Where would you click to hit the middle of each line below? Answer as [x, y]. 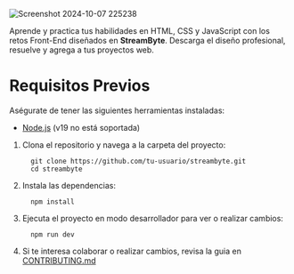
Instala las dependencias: [69, 185]
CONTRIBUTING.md [59, 260]
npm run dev [53, 234]
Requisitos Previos [80, 86]
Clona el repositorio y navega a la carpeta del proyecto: [124, 145]
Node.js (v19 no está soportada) [81, 127]
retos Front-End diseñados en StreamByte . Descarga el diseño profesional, [147, 40]
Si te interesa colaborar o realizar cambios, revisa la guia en [132, 251]
